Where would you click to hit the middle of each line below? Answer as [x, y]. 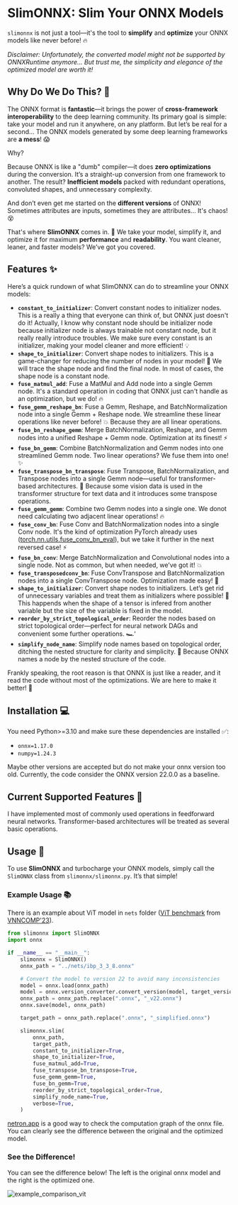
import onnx [25, 940]
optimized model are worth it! [50, 70]
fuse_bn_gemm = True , [62, 1084]
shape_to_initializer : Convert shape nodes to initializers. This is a [115, 353]
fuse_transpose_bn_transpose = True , [85, 1071]
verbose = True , [53, 1104]
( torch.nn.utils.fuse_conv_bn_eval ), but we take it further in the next [116, 539]
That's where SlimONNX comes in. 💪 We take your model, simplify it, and [114, 231]
